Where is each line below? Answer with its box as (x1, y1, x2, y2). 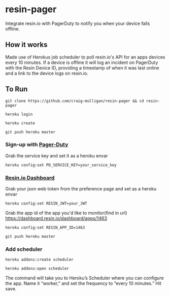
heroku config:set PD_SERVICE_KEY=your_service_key (5, 162, 117, 168)
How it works (5, 41, 48, 49)
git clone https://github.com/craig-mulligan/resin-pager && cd (5, 98, 144, 104)
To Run (5, 85, 28, 93)
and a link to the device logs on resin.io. (5, 70, 89, 76)
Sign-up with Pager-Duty (5, 141, 69, 148)
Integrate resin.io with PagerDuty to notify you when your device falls (5, 20, 150, 26)
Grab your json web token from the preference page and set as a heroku (5, 186, 157, 192)
